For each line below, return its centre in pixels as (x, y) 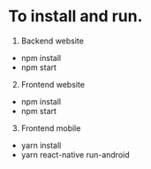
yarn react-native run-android (75, 154)
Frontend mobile (51, 128)
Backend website (53, 41)
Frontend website (53, 84)
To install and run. (75, 16)
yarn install (41, 145)
